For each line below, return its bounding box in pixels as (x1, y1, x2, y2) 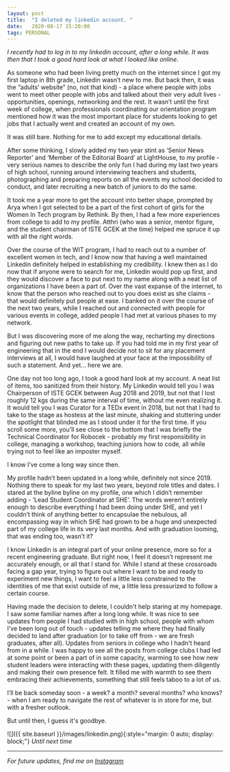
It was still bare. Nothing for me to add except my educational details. (7, 133, 203, 141)
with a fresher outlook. (7, 703, 71, 712)
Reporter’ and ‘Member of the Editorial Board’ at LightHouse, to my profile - (7, 154, 220, 162)
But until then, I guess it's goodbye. (7, 716, 107, 725)
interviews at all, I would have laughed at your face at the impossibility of (7, 354, 212, 362)
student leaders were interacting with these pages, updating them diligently (7, 661, 220, 669)
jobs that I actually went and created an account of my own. (7, 119, 176, 128)
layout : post (7, 10, 44, 17)
